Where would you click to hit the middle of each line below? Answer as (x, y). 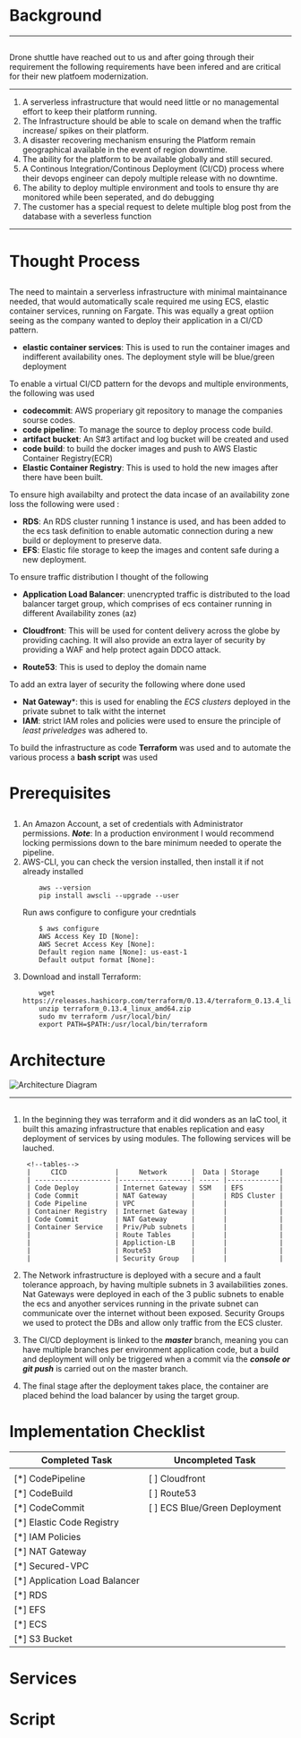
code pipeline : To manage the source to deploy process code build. (147, 429)
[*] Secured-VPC (52, 1566)
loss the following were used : (64, 503)
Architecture (57, 1060)
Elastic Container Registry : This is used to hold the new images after (150, 468)
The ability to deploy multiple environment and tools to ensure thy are (150, 188)
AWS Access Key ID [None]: (89, 937)
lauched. (39, 1148)
